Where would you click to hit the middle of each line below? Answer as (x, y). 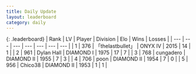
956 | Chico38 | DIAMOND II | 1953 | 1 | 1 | (57, 65)
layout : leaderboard (31, 17)
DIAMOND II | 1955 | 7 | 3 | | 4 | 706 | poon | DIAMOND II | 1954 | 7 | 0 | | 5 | (97, 59)
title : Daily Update (31, 11)
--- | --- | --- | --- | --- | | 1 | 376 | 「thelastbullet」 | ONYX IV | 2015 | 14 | (102, 46)
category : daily (26, 22)
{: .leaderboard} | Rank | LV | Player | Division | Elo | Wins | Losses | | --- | (95, 39)
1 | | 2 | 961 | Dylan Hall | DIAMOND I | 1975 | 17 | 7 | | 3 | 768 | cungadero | (96, 53)
